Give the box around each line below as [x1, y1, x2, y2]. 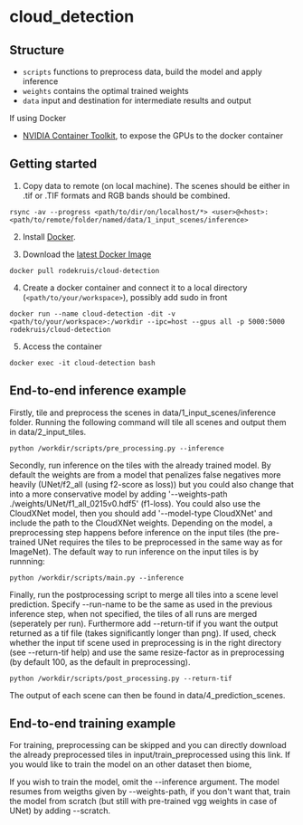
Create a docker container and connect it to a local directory [22, 282, 248, 293]
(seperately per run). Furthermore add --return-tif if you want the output [9, 618, 279, 629]
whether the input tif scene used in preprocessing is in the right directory [9, 637, 282, 648]
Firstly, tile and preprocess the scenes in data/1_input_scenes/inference [9, 407, 276, 418]
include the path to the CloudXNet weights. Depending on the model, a [9, 517, 273, 528]
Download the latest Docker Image [22, 249, 152, 260]
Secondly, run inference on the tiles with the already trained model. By [9, 460, 271, 470]
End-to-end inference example [9, 383, 187, 399]
